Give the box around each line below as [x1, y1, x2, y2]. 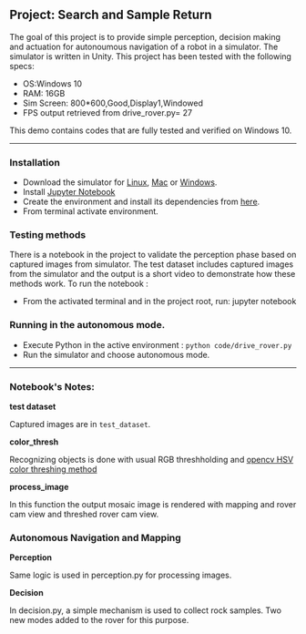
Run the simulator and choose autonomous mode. [22, 349, 210, 360]
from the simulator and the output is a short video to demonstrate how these [9, 269, 296, 280]
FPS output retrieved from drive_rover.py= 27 [22, 107, 193, 118]
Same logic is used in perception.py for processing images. [9, 569, 232, 581]
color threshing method [9, 464, 97, 475]
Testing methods [9, 229, 87, 241]
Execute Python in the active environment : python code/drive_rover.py [22, 339, 292, 350]
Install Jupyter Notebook [22, 187, 116, 198]
